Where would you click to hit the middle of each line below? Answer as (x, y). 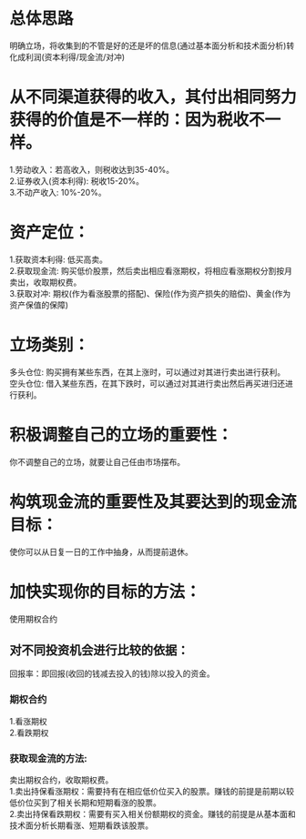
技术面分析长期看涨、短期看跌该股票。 (81, 825)
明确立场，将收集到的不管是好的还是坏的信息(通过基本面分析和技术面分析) (148, 45)
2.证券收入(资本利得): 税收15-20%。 (76, 181)
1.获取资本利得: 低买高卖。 (58, 259)
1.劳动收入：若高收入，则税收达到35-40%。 (92, 169)
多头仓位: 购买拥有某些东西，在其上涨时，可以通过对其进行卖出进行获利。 (147, 372)
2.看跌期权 (29, 733)
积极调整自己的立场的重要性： (122, 435)
